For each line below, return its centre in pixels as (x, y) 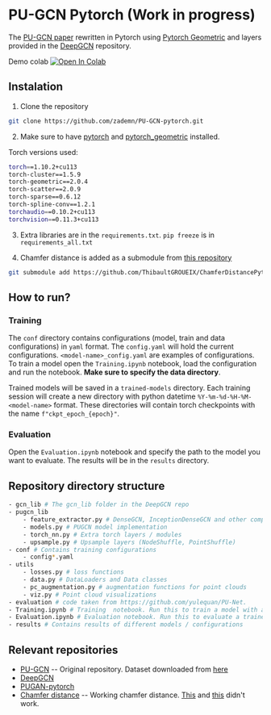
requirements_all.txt (56, 243)
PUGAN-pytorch (47, 686)
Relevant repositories (63, 650)
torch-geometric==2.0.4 (48, 182)
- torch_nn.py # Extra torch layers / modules (102, 534)
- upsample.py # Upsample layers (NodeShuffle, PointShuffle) (129, 542)
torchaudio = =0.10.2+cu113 (52, 211)
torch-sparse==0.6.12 (45, 197)
